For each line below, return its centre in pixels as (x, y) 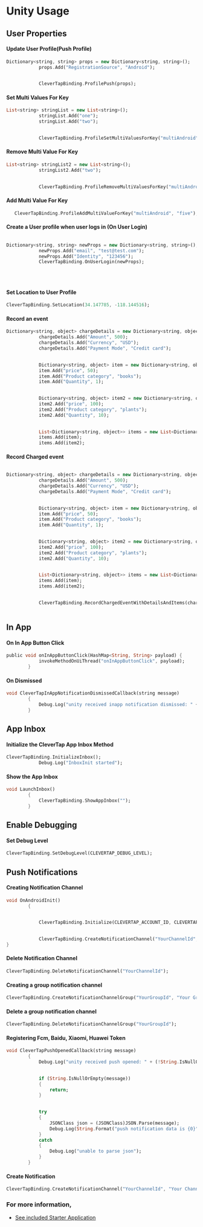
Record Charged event (35, 456)
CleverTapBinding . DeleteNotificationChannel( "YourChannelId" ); (88, 971)
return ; (59, 1090)
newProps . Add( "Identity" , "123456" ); (86, 256)
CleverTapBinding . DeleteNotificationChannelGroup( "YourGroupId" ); (92, 1024)
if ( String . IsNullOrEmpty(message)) (85, 1078)
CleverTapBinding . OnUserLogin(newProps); (92, 262)
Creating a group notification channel (54, 985)
